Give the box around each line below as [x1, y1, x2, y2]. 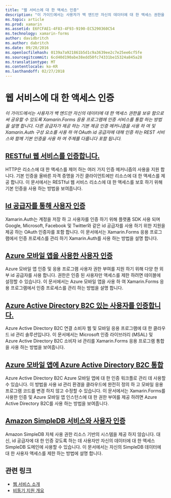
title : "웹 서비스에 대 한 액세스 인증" [5, 7, 79, 13]
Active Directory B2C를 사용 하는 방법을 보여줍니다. [5, 400, 109, 407]
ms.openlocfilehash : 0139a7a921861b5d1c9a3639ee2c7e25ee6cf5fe [5, 50, 142, 55]
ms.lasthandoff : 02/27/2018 [5, 69, 65, 74]
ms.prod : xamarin [5, 21, 42, 27]
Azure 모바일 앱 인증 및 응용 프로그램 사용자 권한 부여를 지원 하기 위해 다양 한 [5, 266, 159, 272]
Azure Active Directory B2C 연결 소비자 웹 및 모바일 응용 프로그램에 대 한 [5, 325, 153, 331]
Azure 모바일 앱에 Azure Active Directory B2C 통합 [5, 360, 164, 369]
